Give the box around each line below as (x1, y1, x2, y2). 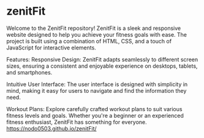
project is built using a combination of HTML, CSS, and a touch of (6, 37, 172, 45)
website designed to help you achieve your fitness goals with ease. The (6, 31, 187, 38)
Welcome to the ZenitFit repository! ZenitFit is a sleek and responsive (6, 24, 181, 32)
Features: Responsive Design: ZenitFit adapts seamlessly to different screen (6, 56, 198, 63)
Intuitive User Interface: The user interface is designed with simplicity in (6, 81, 188, 88)
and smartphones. (6, 68, 53, 76)
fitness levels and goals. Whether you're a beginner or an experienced (6, 112, 184, 119)
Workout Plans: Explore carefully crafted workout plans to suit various (6, 105, 183, 112)
